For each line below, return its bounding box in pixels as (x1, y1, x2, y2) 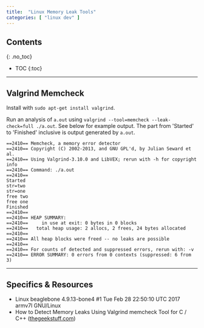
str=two (6, 183, 26, 189)
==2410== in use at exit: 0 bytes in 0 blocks (6, 220, 137, 226)
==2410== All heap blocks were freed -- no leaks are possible (6, 236, 170, 243)
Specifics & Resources (6, 279, 93, 290)
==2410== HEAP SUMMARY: (6, 215, 67, 221)
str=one (6, 189, 26, 195)
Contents (6, 37, 42, 47)
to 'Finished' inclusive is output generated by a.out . (6, 129, 135, 136)
